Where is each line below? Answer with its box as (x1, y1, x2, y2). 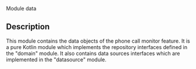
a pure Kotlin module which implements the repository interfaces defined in (6, 43, 188, 50)
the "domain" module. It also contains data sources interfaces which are (6, 50, 180, 57)
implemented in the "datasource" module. (6, 56, 107, 63)
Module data (6, 5, 37, 12)
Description (6, 22, 50, 32)
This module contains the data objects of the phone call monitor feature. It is (6, 37, 190, 44)
